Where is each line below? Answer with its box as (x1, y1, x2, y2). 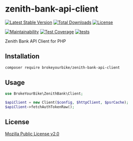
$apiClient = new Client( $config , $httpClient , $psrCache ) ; (5, 100, 129, 105)
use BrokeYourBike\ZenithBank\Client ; (5, 91, 83, 96)
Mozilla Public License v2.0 (5, 131, 59, 137)
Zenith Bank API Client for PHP (5, 38, 66, 44)
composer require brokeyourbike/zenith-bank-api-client (5, 65, 120, 70)
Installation (5, 52, 40, 61)
